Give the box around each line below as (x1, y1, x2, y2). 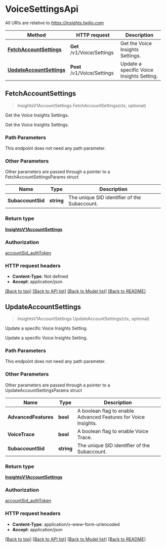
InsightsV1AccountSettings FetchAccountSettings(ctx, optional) (17, 102, 146, 108)
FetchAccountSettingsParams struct (5, 174, 79, 180)
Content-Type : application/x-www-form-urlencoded (12, 521, 120, 527)
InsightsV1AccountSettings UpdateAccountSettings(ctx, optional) (17, 316, 150, 322)
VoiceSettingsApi (5, 3, 79, 15)
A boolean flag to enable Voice (77, 427, 149, 434)
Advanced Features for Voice (77, 414, 145, 421)
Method (27, 31, 46, 38)
